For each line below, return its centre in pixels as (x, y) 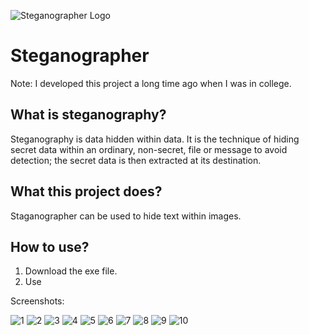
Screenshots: (37, 301)
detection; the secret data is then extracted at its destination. (136, 160)
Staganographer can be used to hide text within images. (126, 216)
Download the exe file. (71, 271)
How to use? (50, 246)
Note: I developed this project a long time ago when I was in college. (151, 83)
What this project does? (86, 191)
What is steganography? (88, 115)
